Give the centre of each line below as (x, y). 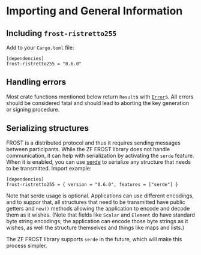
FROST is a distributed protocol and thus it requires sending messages (94, 143)
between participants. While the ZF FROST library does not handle (88, 149)
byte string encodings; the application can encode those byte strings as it (97, 221)
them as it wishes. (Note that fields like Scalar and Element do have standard (100, 215)
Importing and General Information (94, 11)
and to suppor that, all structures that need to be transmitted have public (96, 202)
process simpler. (27, 245)
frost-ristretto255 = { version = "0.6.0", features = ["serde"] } (92, 184)
